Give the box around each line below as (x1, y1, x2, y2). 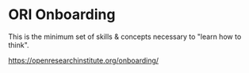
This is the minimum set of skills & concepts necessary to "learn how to (8, 32, 242, 41)
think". (8, 40, 29, 49)
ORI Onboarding (8, 6, 116, 24)
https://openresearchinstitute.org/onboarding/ (8, 56, 159, 65)
